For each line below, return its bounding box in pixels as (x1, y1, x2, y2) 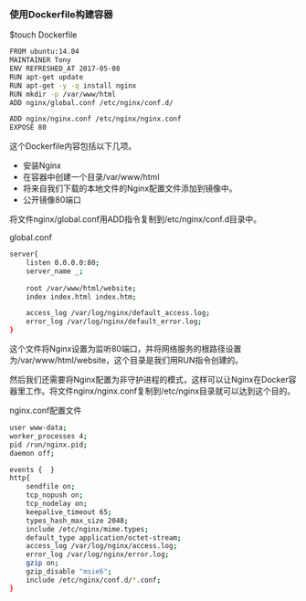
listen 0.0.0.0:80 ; (26, 258, 100, 268)
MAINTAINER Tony (9, 56, 71, 65)
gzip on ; (26, 559, 59, 568)
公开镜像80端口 (22, 195, 82, 206)
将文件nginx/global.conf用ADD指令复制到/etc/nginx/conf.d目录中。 (9, 214, 262, 225)
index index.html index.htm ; (26, 292, 137, 301)
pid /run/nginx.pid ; (9, 440, 89, 449)
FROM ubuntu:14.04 (9, 47, 79, 57)
